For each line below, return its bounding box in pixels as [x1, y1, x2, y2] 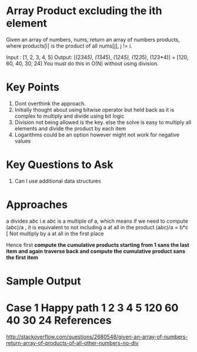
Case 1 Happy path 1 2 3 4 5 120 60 [6, 301, 179, 315]
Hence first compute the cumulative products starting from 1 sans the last [6, 241, 189, 248]
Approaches [6, 198, 68, 211]
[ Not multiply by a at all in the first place [6, 230, 104, 237]
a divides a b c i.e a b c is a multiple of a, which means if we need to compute [6, 217, 188, 224]
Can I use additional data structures [14, 177, 101, 185]
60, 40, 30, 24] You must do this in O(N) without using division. [6, 60, 159, 67]
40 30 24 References [6, 314, 112, 327]
